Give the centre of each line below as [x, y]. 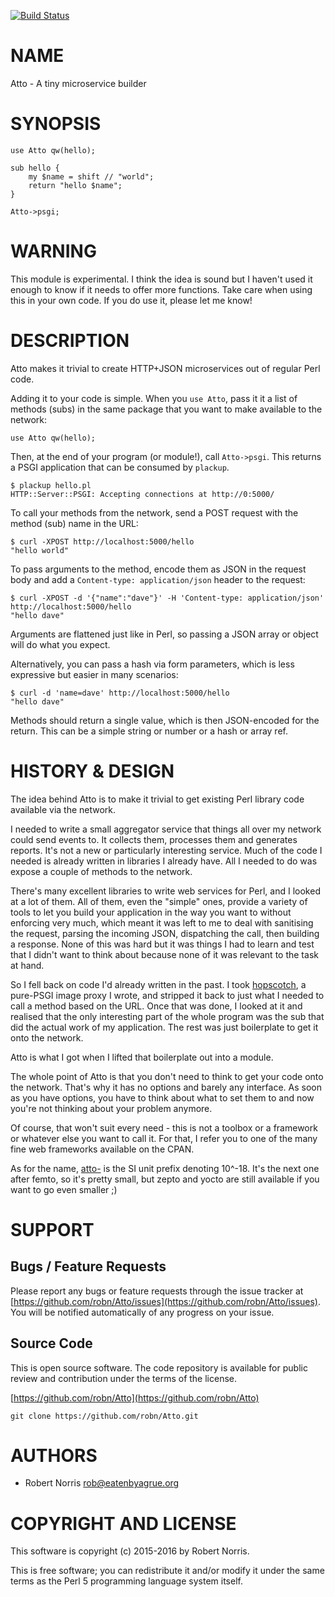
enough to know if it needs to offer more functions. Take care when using [161, 289]
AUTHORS [54, 1455]
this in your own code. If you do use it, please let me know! [131, 300]
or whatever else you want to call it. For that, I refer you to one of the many [164, 1138]
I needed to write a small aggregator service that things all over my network [166, 829]
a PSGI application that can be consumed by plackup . [120, 467]
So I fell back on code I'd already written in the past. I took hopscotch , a [158, 984]
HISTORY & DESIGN [92, 771]
